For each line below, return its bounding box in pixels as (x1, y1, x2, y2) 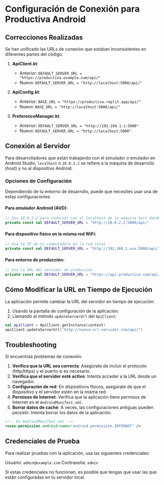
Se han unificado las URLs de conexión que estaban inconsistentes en (5, 46, 146, 52)
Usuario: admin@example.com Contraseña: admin (5, 460, 99, 465)
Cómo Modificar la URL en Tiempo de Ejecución (5, 285, 153, 294)
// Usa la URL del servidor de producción (5, 267, 93, 273)
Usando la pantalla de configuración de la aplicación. (12, 308, 119, 314)
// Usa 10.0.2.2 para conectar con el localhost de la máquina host (5, 216, 147, 221)
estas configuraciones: (5, 194, 51, 200)
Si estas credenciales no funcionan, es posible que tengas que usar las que (5, 469, 157, 475)
